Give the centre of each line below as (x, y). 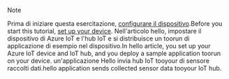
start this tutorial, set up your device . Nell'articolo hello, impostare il (104, 31)
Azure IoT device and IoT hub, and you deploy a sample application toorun (114, 53)
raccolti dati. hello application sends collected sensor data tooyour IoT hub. (114, 68)
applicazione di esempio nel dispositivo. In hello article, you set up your (109, 46)
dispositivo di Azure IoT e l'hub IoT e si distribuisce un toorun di (98, 38)
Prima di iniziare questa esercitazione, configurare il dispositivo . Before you (115, 23)
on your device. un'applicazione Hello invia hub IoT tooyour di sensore (108, 61)
